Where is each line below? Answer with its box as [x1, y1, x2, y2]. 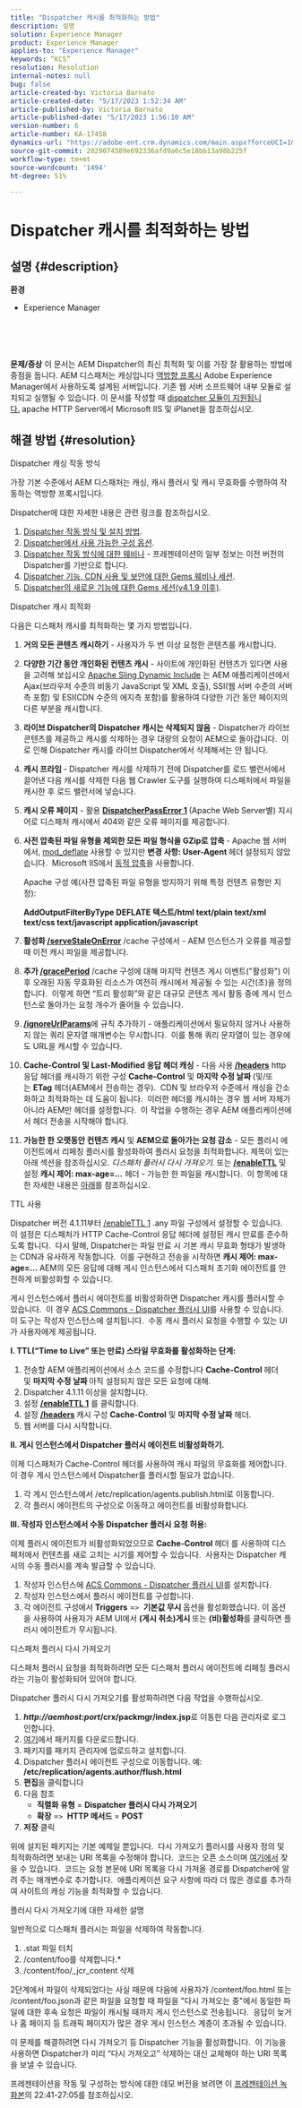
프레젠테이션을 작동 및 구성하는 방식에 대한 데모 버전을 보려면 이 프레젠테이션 [10, 2078, 279, 2089]
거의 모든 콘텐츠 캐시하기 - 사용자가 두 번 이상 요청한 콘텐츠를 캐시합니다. [22, 640, 277, 650]
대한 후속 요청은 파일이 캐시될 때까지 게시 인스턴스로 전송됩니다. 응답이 [26, 2007, 276, 2018]
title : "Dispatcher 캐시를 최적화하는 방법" [10, 13, 160, 22]
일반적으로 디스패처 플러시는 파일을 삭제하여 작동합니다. [10, 1923, 204, 1935]
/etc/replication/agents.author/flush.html [22, 1767, 182, 1777]
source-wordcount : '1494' [10, 163, 107, 172]
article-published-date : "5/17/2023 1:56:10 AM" [10, 113, 195, 122]
